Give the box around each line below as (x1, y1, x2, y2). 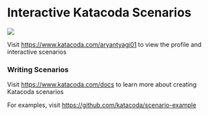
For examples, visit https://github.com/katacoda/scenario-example (7, 101, 196, 109)
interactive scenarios (7, 47, 67, 56)
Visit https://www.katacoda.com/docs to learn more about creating (7, 80, 197, 89)
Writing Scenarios (7, 65, 69, 74)
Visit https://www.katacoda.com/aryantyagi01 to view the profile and (7, 40, 202, 49)
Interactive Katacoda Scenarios (7, 5, 191, 21)
